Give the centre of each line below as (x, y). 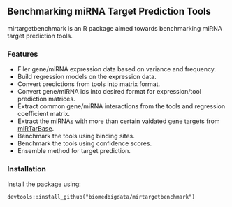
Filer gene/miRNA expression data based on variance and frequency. (117, 69)
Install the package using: (44, 184)
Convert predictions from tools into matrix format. (89, 84)
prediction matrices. (46, 99)
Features (23, 54)
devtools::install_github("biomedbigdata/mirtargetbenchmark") (101, 197)
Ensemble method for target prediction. (74, 151)
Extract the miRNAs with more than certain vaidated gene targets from (118, 121)
